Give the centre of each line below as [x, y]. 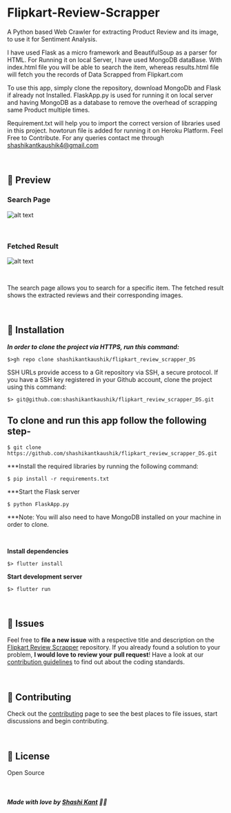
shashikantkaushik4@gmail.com [53, 145]
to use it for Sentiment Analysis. [52, 39]
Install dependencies [38, 551]
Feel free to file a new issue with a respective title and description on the [111, 640]
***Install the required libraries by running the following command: [103, 466]
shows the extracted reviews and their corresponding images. [95, 295]
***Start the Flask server [44, 492]
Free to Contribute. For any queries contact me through [86, 138]
